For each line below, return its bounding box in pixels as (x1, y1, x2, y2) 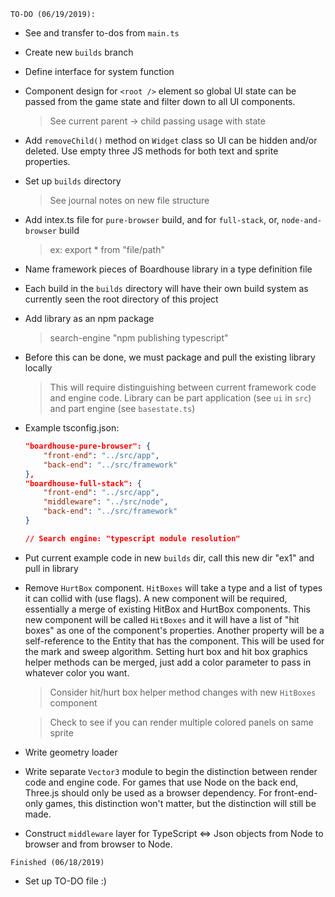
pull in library (24, 562, 79, 574)
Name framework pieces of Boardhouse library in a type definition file (24, 263, 313, 275)
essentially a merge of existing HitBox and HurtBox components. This (24, 603, 311, 615)
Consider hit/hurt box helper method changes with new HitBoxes (49, 686, 317, 698)
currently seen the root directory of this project (24, 293, 219, 305)
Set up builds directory (24, 175, 122, 187)
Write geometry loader (24, 746, 118, 758)
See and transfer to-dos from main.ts (24, 27, 180, 39)
